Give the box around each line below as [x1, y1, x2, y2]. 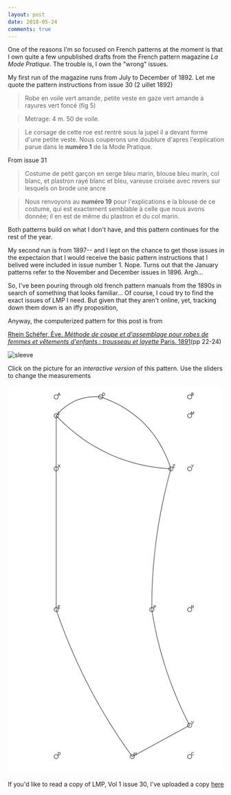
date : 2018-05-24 [8, 18, 58, 26]
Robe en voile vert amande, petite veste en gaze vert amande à [24, 94, 204, 103]
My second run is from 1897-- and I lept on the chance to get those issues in [8, 246, 225, 254]
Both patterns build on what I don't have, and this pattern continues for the [8, 225, 219, 234]
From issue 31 [8, 156, 47, 165]
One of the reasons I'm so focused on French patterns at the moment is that [8, 46, 223, 54]
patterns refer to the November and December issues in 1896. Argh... [8, 268, 203, 276]
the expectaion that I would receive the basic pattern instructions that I [8, 254, 208, 262]
